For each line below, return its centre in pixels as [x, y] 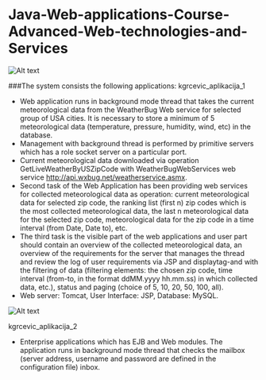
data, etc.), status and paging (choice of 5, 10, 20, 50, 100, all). [121, 287]
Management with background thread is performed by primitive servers [137, 143]
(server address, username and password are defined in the [118, 359]
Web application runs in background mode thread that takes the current [137, 101]
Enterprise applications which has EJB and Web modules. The [121, 341]
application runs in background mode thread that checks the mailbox [132, 350]
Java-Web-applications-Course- [119, 15]
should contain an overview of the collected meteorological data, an [131, 245]
